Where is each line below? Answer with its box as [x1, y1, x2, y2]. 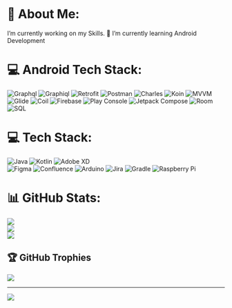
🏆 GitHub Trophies [7, 252, 92, 264]
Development [7, 36, 46, 44]
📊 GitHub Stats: [7, 190, 101, 206]
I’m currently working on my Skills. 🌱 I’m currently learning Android [7, 29, 197, 37]
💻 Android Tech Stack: [7, 62, 142, 78]
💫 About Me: [7, 6, 80, 22]
